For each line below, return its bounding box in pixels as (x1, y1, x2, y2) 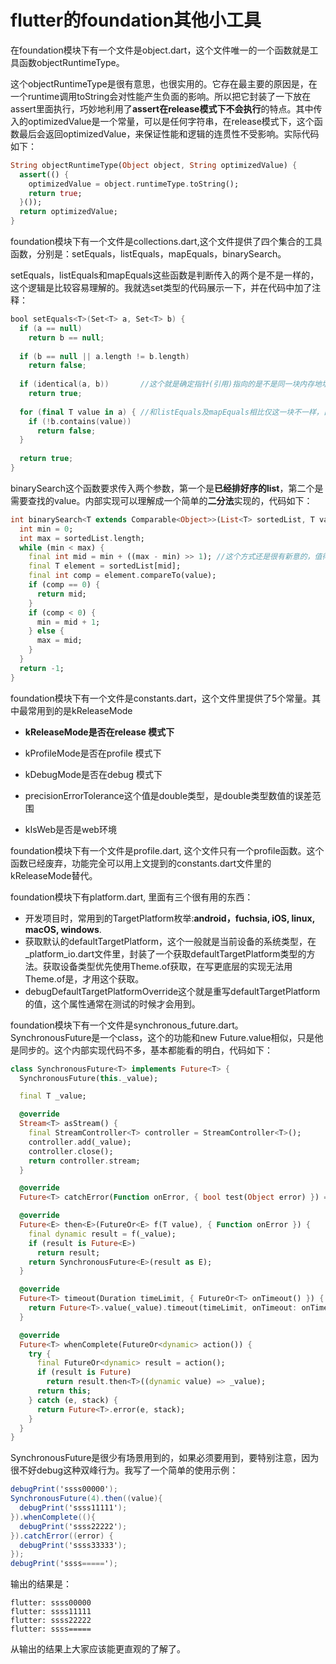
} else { (28, 626, 65, 636)
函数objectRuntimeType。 (18, 56, 125, 68)
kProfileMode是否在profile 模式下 (24, 747, 162, 759)
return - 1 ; (19, 663, 65, 673)
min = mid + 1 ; (36, 617, 101, 627)
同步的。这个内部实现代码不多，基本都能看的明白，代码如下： (18, 1044, 273, 1056)
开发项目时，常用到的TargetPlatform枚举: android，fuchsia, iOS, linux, (24, 912, 315, 924)
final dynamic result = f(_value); (28, 1229, 177, 1239)
